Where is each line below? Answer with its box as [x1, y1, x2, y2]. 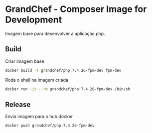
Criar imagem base [5, 58, 44, 64]
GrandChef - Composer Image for [5, 3, 147, 15]
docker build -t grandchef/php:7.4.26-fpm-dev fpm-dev [5, 68, 122, 73]
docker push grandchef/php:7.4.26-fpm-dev [5, 123, 95, 128]
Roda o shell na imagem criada [5, 77, 69, 83]
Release [5, 100, 31, 109]
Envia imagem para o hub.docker [5, 114, 73, 120]
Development [5, 14, 62, 25]
